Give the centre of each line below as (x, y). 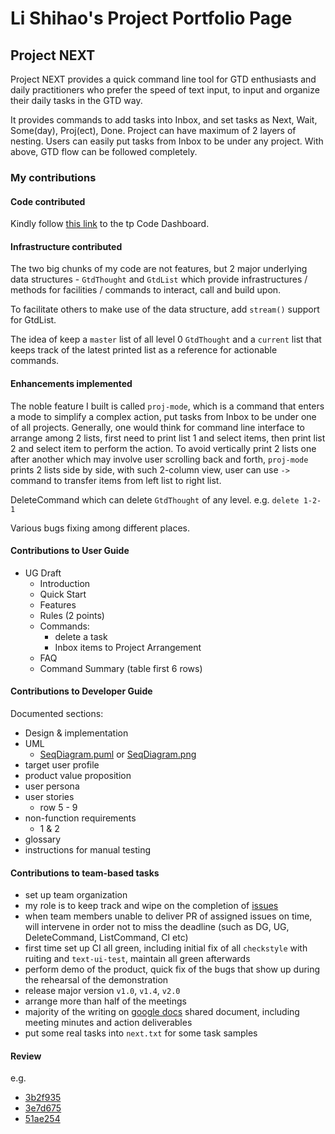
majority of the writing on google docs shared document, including (162, 1012)
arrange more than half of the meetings (105, 1001)
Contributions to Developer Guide (81, 691)
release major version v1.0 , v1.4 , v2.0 (102, 991)
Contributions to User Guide (70, 551)
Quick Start (63, 594)
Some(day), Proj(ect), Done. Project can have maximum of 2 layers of (153, 130)
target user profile (62, 764)
